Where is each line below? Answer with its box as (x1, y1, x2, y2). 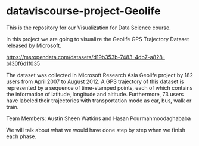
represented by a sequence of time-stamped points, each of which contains (6, 84, 193, 91)
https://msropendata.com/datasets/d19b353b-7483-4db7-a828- (6, 53, 166, 60)
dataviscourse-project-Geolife (6, 4, 161, 18)
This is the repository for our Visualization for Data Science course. (6, 24, 171, 31)
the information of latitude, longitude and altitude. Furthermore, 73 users (6, 90, 184, 98)
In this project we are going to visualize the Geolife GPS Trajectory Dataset (6, 35, 189, 42)
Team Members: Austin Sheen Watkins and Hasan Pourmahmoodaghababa (6, 115, 191, 122)
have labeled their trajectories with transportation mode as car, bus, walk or (6, 97, 192, 104)
